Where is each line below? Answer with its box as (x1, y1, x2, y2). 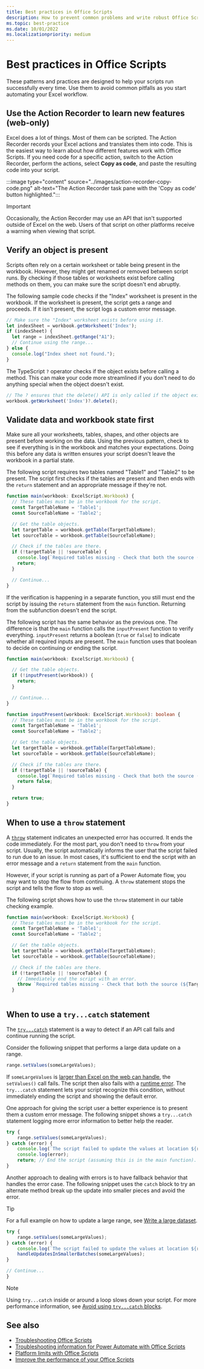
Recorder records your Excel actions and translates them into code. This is (6, 140, 193, 148)
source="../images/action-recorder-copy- (67, 178, 172, 185)
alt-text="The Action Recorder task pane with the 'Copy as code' (34, 184, 197, 191)
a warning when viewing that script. (6, 227, 96, 235)
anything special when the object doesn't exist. (6, 381, 124, 388)
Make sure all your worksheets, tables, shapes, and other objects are (6, 431, 179, 438)
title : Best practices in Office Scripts (6, 9, 113, 15)
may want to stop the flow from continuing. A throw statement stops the (6, 878, 185, 885)
